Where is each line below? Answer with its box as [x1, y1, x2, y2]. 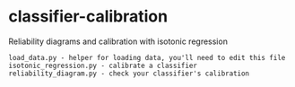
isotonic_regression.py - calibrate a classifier [8, 61, 198, 70]
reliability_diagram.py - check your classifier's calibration [8, 69, 250, 78]
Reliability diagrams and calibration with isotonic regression [8, 36, 228, 47]
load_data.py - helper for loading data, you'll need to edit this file [8, 53, 286, 62]
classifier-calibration [8, 6, 168, 27]
